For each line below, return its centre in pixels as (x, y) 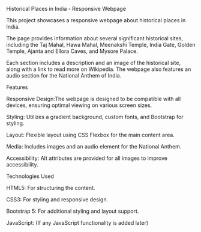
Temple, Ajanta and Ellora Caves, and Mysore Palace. (72, 51)
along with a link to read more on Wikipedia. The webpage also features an (99, 69)
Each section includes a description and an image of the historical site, (94, 63)
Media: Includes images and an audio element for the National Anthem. (94, 146)
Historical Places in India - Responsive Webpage (66, 9)
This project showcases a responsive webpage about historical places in (96, 20)
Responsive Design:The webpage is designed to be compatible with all (94, 99)
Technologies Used (30, 176)
